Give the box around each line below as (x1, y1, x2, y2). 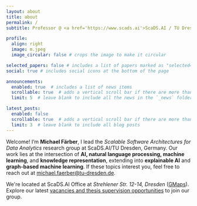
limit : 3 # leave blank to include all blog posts (11, 121, 141, 128)
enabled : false (11, 111, 49, 117)
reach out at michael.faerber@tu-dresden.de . (6, 169, 116, 176)
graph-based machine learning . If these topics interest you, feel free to (6, 163, 180, 170)
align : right (11, 41, 43, 47)
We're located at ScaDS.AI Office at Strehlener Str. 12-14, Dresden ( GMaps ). (6, 180, 189, 188)
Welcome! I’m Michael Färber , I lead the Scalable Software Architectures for (6, 138, 191, 145)
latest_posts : (6, 106, 41, 112)
